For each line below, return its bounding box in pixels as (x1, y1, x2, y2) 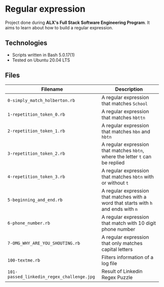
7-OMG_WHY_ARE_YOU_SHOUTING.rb (7, 240, 81, 246)
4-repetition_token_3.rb (7, 174, 65, 179)
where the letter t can (102, 153, 152, 160)
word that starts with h (102, 199, 153, 206)
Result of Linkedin (102, 267, 143, 274)
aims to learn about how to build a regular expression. (5, 24, 113, 30)
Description (115, 85, 143, 92)
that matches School (102, 100, 148, 107)
